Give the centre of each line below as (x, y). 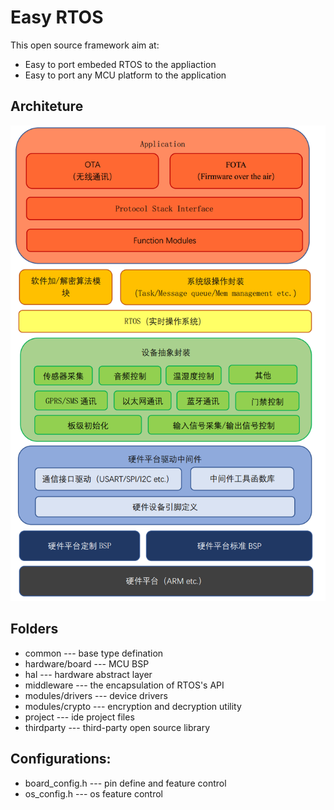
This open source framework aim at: (85, 45)
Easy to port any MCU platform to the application (125, 75)
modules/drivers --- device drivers (96, 695)
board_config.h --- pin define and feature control (125, 783)
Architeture (47, 106)
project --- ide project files (79, 717)
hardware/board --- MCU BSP (87, 663)
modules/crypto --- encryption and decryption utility (133, 706)
